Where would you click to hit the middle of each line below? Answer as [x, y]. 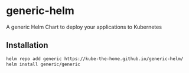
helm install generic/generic [43, 64]
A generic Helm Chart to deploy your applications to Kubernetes [84, 27]
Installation [27, 45]
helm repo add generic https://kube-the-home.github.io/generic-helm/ [95, 59]
